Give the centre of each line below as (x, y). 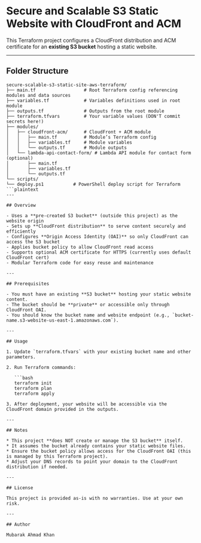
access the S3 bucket (33, 242)
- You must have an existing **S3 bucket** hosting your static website (99, 294)
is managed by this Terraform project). (57, 456)
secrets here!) (25, 121)
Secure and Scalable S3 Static (82, 11)
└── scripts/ (22, 179)
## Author (19, 524)
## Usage (17, 341)
